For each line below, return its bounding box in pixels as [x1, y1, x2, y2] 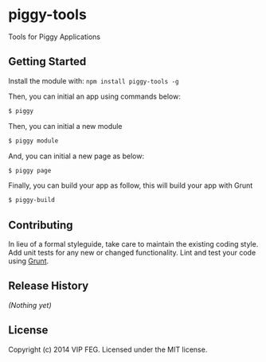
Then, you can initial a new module [8, 121, 123, 130]
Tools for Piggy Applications [8, 32, 101, 41]
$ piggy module [8, 137, 59, 145]
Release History [8, 279, 89, 293]
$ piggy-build [8, 197, 56, 204]
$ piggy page [8, 166, 52, 174]
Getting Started [8, 55, 87, 68]
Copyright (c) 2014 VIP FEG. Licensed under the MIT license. [8, 344, 208, 354]
